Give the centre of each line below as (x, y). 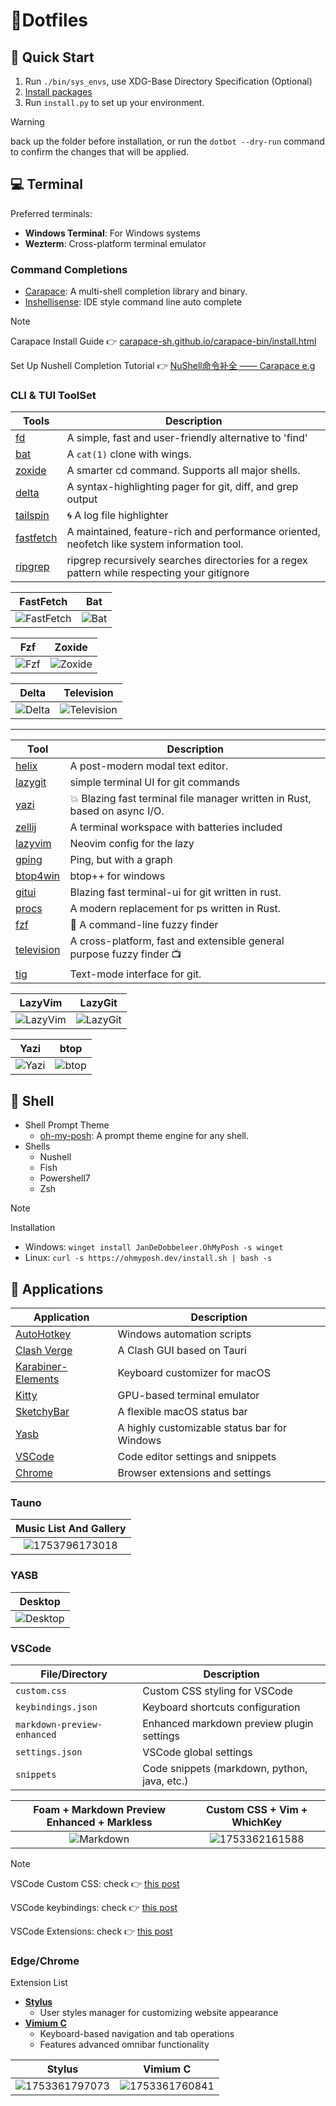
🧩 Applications (57, 1289)
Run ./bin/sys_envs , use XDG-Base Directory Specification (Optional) (168, 81)
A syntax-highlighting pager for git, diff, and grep (182, 487)
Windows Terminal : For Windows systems (112, 233)
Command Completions (69, 269)
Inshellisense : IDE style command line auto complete (133, 302)
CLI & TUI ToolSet (53, 396)
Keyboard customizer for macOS (194, 1373)
